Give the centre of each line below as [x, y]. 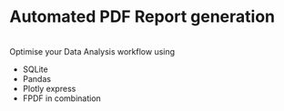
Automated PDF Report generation [142, 17]
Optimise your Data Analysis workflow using [92, 51]
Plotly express [49, 88]
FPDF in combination [62, 98]
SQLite [35, 69]
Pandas [37, 78]
